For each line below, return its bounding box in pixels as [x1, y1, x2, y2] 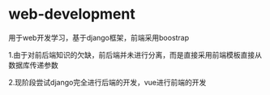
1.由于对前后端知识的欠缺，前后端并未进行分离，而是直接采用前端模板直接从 [8, 50, 262, 59]
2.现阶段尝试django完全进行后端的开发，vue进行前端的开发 [8, 77, 207, 87]
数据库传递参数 [8, 60, 58, 70]
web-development [8, 5, 135, 24]
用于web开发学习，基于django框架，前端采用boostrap [8, 32, 190, 42]
